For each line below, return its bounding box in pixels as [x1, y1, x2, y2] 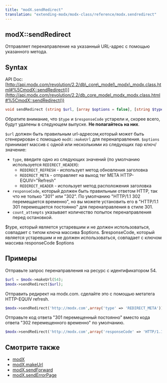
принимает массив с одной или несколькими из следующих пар [5, 142, 143, 147]
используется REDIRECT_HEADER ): [12, 162, 80, 167]
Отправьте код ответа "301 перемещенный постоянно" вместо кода [5, 314, 150, 320]
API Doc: [5, 77, 23, 82]
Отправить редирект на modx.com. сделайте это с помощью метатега [5, 291, 155, 297]
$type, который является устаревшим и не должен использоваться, [5, 224, 150, 230]
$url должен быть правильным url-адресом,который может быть [5, 131, 145, 137]
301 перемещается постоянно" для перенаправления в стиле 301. [12, 204, 153, 210]
